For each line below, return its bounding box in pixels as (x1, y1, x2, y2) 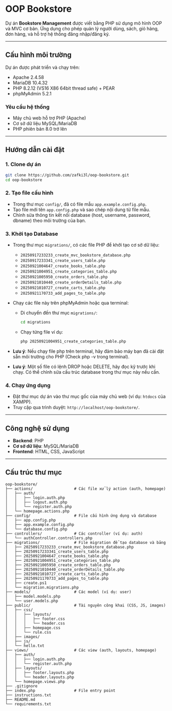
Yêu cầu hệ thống (5, 103, 50, 110)
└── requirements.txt (5, 701, 52, 706)
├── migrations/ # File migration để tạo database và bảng (5, 540, 166, 545)
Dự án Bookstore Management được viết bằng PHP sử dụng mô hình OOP (5, 20, 162, 26)
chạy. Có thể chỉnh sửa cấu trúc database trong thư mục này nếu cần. (12, 369, 160, 375)
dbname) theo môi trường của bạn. (12, 217, 86, 224)
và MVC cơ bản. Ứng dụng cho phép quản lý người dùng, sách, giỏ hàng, (5, 25, 159, 31)
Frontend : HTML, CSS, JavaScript (12, 448, 85, 454)
